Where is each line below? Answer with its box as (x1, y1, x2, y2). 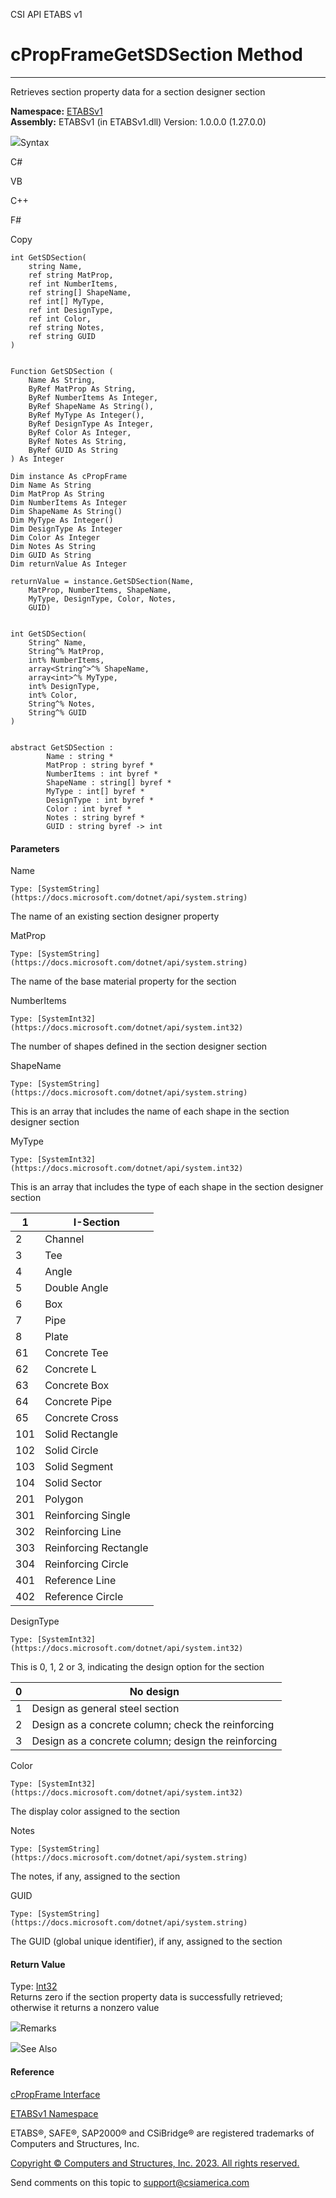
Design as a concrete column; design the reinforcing (31, 1734, 278, 1748)
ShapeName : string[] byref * (46, 777, 172, 788)
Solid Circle (44, 1444, 99, 1458)
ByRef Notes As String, (28, 436, 128, 446)
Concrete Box (44, 1379, 110, 1393)
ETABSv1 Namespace (10, 2107, 99, 2119)
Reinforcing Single (44, 1509, 131, 1523)
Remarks (20, 2022, 57, 2034)
